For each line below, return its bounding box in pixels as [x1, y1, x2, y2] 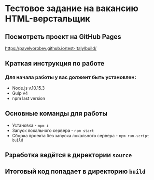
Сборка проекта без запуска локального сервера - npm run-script [12, 132, 150, 138]
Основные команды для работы [5, 110, 108, 118]
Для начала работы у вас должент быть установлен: [5, 74, 137, 81]
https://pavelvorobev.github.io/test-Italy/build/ [5, 46, 97, 51]
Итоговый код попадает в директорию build [5, 167, 146, 176]
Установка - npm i [12, 122, 49, 128]
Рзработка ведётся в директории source [5, 151, 132, 159]
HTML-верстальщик [5, 13, 90, 24]
